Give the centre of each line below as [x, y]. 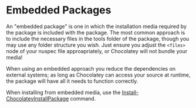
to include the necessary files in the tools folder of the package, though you [98, 39]
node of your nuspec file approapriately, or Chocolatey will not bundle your [97, 51]
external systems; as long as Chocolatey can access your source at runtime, [98, 75]
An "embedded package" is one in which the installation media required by [96, 26]
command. [83, 98]
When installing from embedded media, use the [63, 92]
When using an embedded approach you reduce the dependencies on [91, 68]
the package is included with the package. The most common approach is [96, 32]
